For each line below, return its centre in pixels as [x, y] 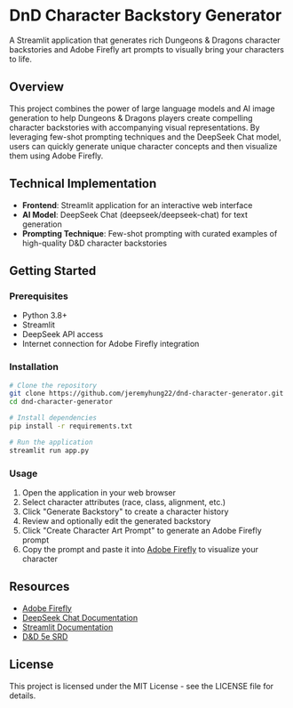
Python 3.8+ [45, 316]
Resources [40, 587]
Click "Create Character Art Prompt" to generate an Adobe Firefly [142, 530]
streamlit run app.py [49, 450]
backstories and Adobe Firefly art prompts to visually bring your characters [146, 49]
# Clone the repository [53, 385]
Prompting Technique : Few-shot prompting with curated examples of [150, 233]
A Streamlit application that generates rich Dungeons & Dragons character [145, 40]
